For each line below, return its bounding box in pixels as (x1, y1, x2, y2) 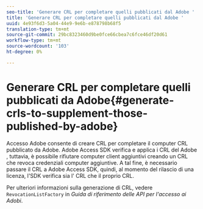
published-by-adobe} (6, 119, 118, 133)
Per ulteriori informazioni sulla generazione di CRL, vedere (6, 184, 153, 191)
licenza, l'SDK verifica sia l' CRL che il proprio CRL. (6, 172, 135, 179)
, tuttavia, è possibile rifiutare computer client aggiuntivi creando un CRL (6, 152, 188, 159)
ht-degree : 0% (6, 49, 43, 55)
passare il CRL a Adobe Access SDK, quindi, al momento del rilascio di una (6, 166, 194, 173)
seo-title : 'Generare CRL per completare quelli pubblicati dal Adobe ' (6, 9, 195, 15)
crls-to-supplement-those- (6, 106, 148, 120)
